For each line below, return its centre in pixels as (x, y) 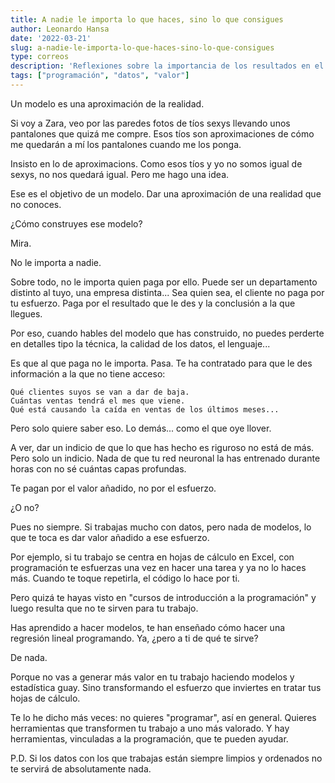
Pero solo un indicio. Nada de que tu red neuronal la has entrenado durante (165, 458)
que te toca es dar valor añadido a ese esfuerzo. (110, 537)
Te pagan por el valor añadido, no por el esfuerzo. (113, 488)
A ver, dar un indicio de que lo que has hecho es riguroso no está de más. (162, 447)
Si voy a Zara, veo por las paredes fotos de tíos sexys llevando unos (150, 123)
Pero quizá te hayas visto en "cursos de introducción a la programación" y (163, 597)
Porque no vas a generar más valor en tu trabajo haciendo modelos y (152, 677)
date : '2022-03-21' (51, 38)
